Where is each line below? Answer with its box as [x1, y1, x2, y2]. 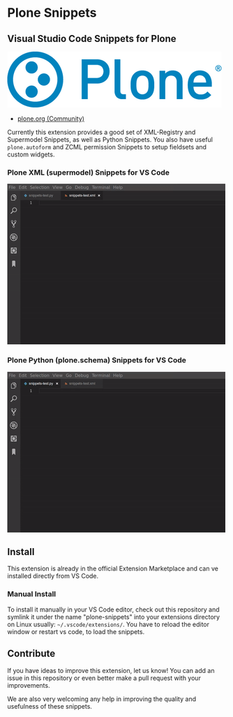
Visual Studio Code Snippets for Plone [7, 33, 176, 45]
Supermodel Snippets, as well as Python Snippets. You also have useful [7, 135, 213, 144]
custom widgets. [7, 150, 55, 158]
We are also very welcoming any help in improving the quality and [7, 695, 197, 703]
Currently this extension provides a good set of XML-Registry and [7, 128, 196, 136]
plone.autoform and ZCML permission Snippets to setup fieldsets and [7, 143, 207, 151]
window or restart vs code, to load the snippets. [7, 627, 145, 636]
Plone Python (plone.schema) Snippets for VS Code [7, 355, 187, 365]
